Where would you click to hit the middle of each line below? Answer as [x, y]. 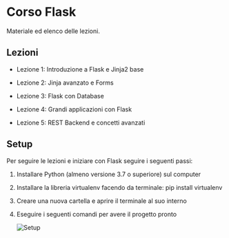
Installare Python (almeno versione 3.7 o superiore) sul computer [109, 174]
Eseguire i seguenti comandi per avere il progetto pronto [97, 214]
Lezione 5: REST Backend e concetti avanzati [81, 122]
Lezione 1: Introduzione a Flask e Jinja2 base [80, 69]
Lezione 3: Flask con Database [60, 96]
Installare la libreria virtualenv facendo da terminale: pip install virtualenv [119, 187]
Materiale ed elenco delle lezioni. [53, 31]
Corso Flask [41, 12]
